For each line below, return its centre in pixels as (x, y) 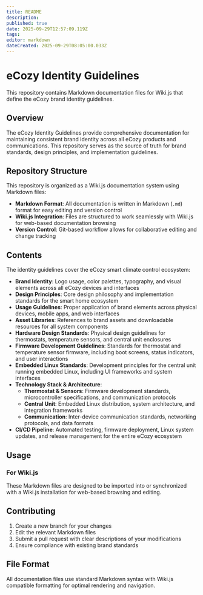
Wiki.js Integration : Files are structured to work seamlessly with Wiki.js (104, 217)
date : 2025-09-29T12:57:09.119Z (47, 29)
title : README (24, 12)
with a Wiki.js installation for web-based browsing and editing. (84, 492)
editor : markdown (28, 40)
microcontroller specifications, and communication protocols (100, 397)
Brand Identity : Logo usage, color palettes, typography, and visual (98, 281)
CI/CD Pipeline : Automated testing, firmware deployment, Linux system (104, 430)
